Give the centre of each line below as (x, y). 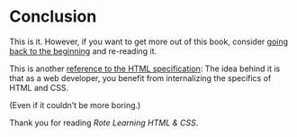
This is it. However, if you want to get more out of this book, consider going (149, 41)
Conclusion (53, 17)
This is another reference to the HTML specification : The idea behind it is (145, 68)
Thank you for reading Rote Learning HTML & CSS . (104, 123)
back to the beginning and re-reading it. (83, 50)
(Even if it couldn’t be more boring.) (75, 105)
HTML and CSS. (39, 87)
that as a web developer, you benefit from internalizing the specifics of (140, 78)
